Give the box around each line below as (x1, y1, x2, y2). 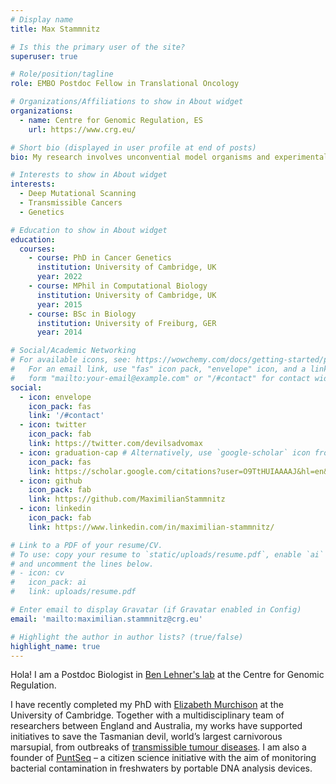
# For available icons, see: (10, 355, 132, 365)
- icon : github (19, 476, 83, 486)
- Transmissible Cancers (19, 198, 123, 208)
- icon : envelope (19, 392, 92, 402)
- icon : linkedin (19, 504, 92, 514)
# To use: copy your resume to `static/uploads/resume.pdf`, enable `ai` (10, 549, 325, 560)
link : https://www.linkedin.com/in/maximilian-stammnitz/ (28, 522, 275, 532)
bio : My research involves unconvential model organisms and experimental (10, 152, 329, 162)
